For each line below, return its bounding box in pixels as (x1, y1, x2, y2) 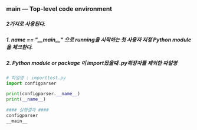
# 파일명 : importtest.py (6, 74, 66, 81)
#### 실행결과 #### (6, 107, 49, 113)
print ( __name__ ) (6, 96, 46, 102)
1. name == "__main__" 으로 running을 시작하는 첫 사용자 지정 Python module (6, 36, 192, 43)
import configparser (6, 80, 57, 86)
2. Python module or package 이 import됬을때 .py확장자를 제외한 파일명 (6, 60, 178, 67)
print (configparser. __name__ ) (6, 91, 81, 97)
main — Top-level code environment (6, 5, 113, 13)
